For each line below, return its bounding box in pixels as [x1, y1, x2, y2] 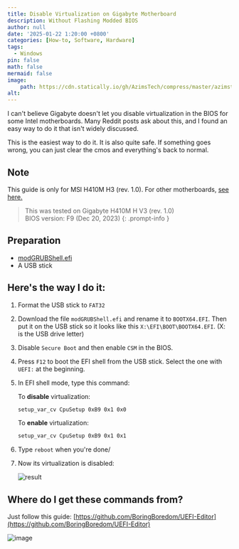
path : [20, 83, 37, 90]
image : [7, 76, 27, 84]
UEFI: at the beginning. [17, 364, 85, 373]
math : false [7, 63, 43, 70]
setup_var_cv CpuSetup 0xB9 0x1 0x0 [17, 406, 127, 413]
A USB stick [17, 261, 53, 270]
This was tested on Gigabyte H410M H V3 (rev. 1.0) [24, 206, 174, 215]
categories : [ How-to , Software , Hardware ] [7, 37, 135, 44]
